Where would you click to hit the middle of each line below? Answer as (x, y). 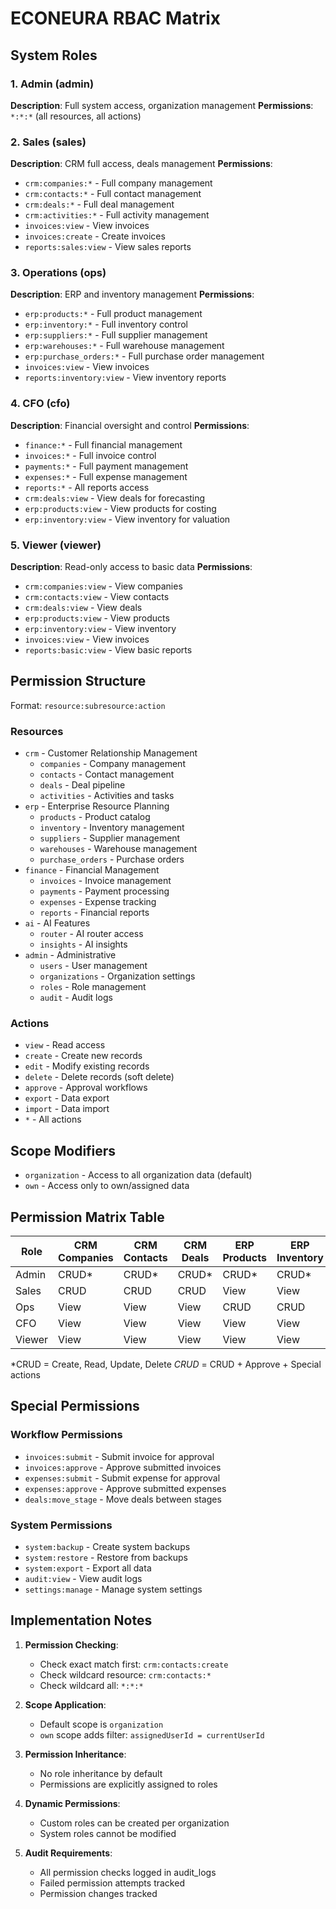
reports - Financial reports (94, 913)
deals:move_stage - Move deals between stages (123, 1499)
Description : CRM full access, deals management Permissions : (141, 164)
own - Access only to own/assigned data (107, 1186)
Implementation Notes (81, 1620)
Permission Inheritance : (75, 1754)
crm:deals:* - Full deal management (99, 204)
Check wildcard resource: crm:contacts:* (125, 1674)
